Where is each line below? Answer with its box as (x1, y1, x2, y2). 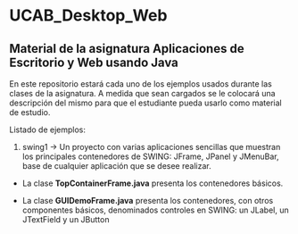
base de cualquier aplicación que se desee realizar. (21, 161, 211, 171)
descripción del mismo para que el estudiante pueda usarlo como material (9, 97, 283, 108)
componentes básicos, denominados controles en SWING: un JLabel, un (21, 205, 289, 215)
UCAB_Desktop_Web (9, 5, 168, 26)
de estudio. (9, 107, 51, 117)
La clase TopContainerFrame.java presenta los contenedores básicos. (21, 178, 284, 188)
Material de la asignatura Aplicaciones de (9, 41, 244, 56)
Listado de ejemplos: (9, 124, 87, 135)
